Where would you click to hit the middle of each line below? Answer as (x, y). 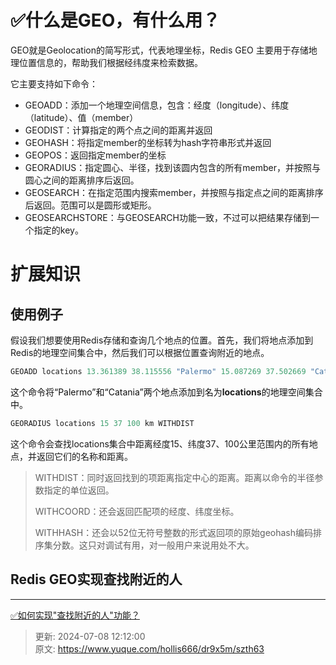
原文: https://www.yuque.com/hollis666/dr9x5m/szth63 (149, 648)
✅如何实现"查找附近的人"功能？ (75, 615)
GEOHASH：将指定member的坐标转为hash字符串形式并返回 (148, 142)
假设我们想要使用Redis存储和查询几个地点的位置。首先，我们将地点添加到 (162, 340)
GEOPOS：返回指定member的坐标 (95, 155)
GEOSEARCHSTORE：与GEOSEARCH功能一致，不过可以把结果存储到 (167, 217)
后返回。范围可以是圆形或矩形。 (90, 205)
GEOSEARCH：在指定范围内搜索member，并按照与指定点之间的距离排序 (174, 192)
